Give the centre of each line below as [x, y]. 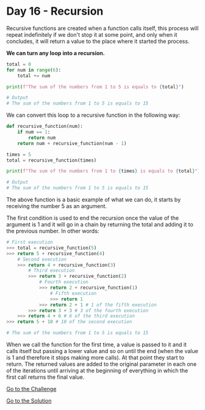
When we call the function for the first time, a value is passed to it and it [97, 345]
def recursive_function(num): [45, 127]
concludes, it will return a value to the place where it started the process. [98, 41]
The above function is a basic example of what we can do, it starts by [94, 199]
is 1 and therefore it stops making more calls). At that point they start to [95, 358]
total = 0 [19, 64]
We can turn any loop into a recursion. [56, 53]
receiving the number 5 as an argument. [57, 206]
